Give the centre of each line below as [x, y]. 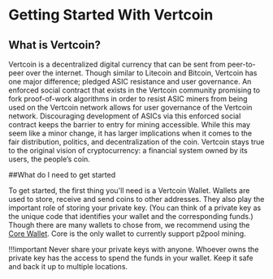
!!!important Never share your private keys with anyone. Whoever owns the [134, 249]
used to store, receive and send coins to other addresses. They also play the [136, 199]
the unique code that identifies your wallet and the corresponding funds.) [131, 216]
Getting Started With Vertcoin [111, 15]
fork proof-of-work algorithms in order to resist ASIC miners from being [128, 99]
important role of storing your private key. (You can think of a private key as [135, 208]
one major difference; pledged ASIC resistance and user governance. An [130, 82]
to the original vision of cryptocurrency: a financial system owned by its [128, 150]
